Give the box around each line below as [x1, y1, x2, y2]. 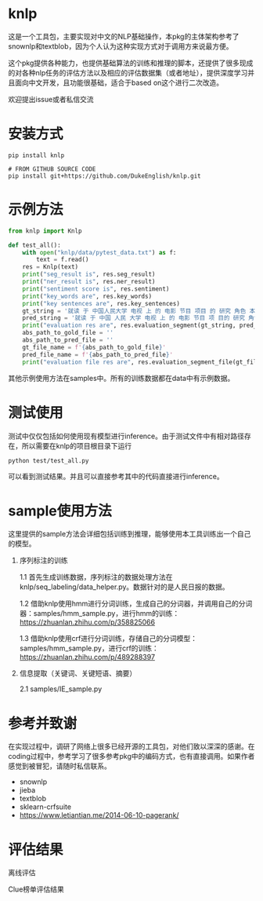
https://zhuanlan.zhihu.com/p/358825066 [19, 617, 155, 627]
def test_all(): [8, 241, 61, 249]
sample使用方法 [8, 502, 112, 519]
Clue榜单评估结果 [8, 885, 65, 894]
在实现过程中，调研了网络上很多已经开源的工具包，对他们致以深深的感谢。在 [8, 742, 255, 751]
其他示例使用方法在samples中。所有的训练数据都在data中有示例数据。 [8, 373, 235, 383]
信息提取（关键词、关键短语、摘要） [19, 668, 137, 678]
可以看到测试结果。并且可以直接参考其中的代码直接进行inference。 [8, 471, 225, 481]
